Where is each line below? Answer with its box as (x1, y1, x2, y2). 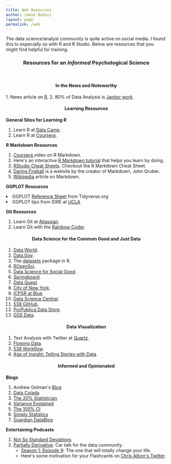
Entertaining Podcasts (6, 426, 54, 432)
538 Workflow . (13, 346, 44, 352)
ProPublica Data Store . (13, 306, 61, 313)
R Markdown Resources (6, 142, 58, 148)
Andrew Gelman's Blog (13, 384, 62, 390)
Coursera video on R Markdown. (13, 151, 82, 158)
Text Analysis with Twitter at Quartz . (13, 335, 90, 341)
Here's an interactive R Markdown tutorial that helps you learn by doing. (13, 157, 165, 163)
